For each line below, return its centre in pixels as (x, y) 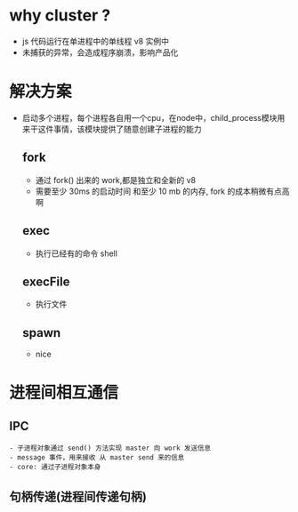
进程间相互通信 (64, 393)
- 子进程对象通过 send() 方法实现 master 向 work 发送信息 (110, 448)
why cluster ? (60, 16)
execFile (46, 281)
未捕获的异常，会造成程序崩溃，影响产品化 (100, 52)
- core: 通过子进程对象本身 (55, 468)
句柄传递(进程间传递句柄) (78, 496)
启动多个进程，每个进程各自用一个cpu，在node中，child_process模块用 (153, 117)
